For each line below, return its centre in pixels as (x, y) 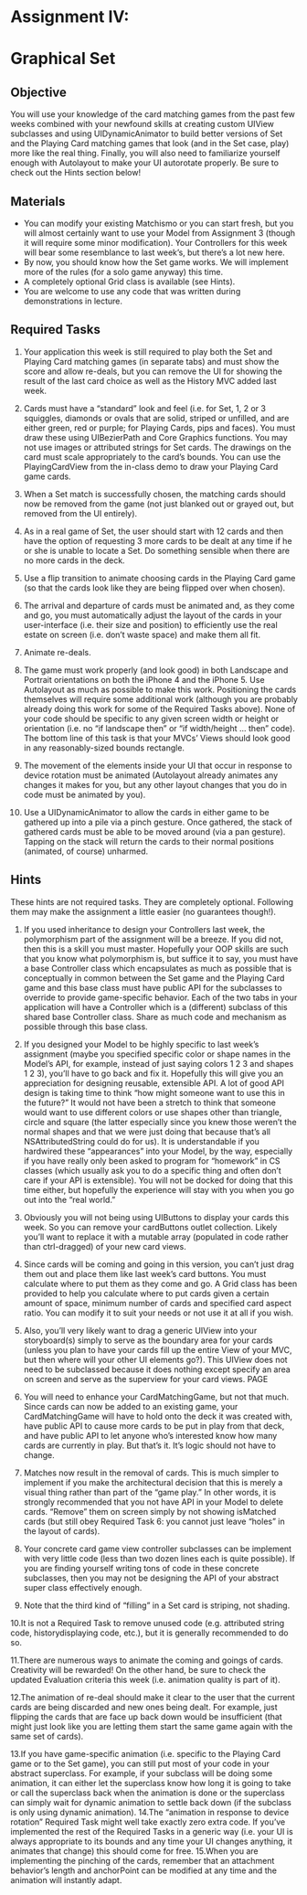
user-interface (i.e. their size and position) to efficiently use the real (150, 624)
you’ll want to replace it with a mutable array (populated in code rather (156, 1237)
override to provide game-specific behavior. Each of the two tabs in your (160, 997)
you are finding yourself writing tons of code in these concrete (141, 1568)
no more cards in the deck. (74, 560)
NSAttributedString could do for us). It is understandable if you (141, 1141)
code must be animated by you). (85, 794)
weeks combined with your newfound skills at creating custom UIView (143, 124)
